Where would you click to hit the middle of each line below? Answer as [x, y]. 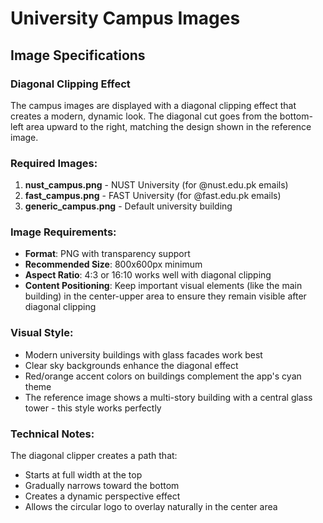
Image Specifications [78, 55]
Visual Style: [42, 333]
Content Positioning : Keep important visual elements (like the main [163, 286]
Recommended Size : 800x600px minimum [113, 264]
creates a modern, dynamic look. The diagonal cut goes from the [144, 116]
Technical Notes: [52, 434]
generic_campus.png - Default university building [128, 206]
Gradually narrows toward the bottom [102, 486]
